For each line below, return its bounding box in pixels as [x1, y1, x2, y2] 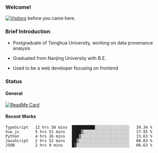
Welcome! [5, 4, 32, 11]
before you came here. [27, 15, 76, 21]
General [5, 91, 23, 97]
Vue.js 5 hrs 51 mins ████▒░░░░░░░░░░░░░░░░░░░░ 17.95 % [5, 129, 153, 134]
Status [5, 78, 22, 85]
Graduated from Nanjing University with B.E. [12, 55, 107, 61]
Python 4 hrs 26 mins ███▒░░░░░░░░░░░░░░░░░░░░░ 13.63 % [5, 134, 153, 139]
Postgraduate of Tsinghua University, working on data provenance [12, 39, 153, 46]
